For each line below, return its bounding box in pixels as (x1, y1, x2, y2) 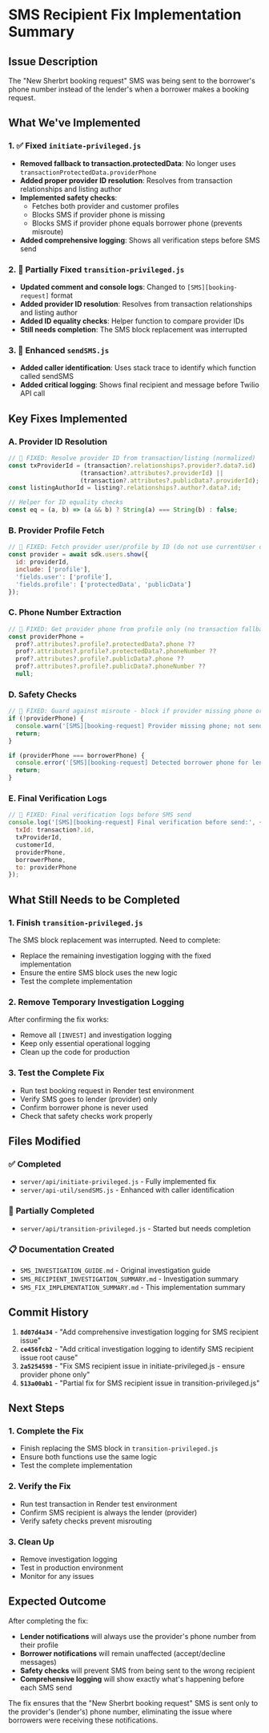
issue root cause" (19, 1353, 78, 1362)
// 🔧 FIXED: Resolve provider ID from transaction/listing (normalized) (8, 454, 256, 462)
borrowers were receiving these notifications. (8, 1715, 159, 1725)
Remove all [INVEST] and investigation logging (19, 1030, 172, 1040)
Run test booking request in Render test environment (19, 1085, 195, 1095)
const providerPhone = (8, 633, 84, 641)
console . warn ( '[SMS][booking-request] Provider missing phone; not (15, 722, 246, 730)
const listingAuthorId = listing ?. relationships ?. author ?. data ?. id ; (8, 484, 242, 492)
